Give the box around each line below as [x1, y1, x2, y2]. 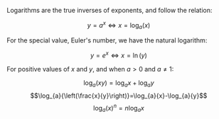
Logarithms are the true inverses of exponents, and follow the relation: [6, 6, 213, 14]
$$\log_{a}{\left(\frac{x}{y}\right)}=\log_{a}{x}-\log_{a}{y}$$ [30, 91, 208, 100]
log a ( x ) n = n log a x [92, 102, 145, 114]
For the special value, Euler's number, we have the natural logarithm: [6, 36, 208, 45]
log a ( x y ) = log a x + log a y [83, 79, 154, 89]
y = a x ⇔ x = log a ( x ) [87, 20, 151, 31]
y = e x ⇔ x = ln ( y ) [90, 50, 147, 59]
